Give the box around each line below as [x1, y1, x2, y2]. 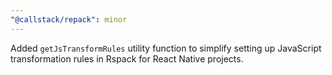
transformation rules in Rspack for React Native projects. [10, 52, 244, 65]
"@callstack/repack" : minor [10, 14, 128, 25]
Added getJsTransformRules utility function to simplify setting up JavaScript [10, 42, 322, 54]
